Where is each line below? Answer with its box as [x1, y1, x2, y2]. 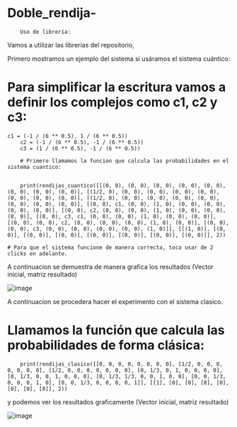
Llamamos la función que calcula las [7, 322, 225, 339]
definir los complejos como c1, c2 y [7, 94, 218, 110]
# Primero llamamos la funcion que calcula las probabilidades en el [20, 157, 230, 164]
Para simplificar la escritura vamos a [7, 79, 226, 95]
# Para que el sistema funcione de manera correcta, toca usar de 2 [7, 244, 214, 251]
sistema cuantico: [7, 163, 62, 170]
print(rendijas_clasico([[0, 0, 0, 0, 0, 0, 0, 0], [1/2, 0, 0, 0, [20, 361, 223, 368]
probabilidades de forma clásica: [7, 337, 205, 353]
